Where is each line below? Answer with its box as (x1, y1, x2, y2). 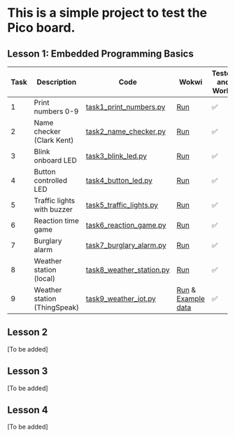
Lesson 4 (7, 404, 49, 416)
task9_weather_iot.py (85, 294, 156, 303)
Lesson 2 (7, 326, 48, 338)
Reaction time (34, 216, 79, 226)
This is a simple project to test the (7, 5, 208, 21)
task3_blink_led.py (85, 151, 147, 160)
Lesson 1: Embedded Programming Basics (7, 48, 194, 60)
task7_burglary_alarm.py (85, 240, 166, 250)
